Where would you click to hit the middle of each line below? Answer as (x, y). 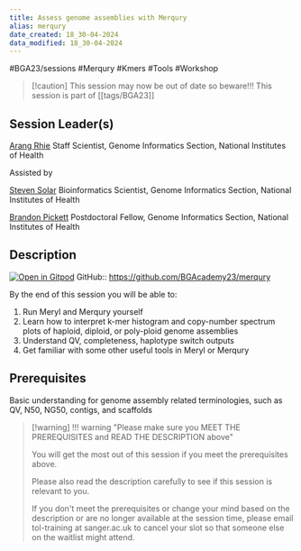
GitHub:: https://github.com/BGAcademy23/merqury (173, 277)
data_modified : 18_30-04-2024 (66, 43)
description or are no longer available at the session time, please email (162, 518)
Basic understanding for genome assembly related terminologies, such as (146, 400)
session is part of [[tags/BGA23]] (93, 96)
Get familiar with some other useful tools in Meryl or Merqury (136, 350)
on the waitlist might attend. (83, 537)
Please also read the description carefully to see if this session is (152, 481)
